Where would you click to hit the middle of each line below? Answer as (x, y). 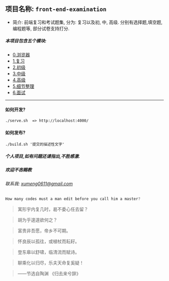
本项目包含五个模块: (26, 41)
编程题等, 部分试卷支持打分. (41, 28)
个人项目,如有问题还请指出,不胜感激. (43, 156)
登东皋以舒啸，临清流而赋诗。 (48, 252)
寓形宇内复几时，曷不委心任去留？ (53, 209)
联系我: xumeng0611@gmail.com (39, 184)
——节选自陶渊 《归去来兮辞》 (49, 273)
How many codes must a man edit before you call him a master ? (73, 199)
